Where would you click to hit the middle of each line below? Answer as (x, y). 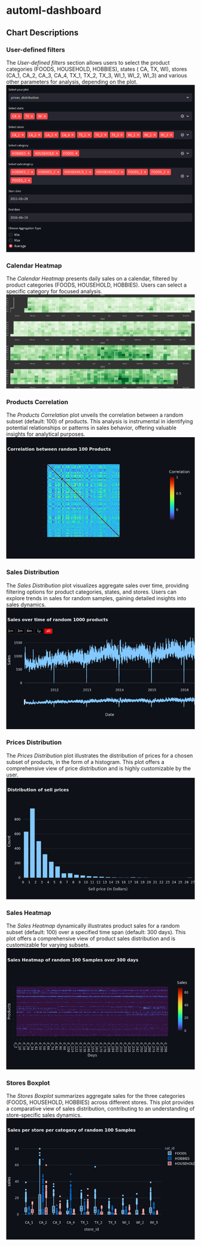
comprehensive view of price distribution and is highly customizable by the (99, 768)
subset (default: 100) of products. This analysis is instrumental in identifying (100, 422)
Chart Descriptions (42, 33)
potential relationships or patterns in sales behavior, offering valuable (91, 428)
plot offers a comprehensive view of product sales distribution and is (91, 938)
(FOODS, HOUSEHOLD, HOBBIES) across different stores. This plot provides (100, 1102)
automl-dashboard (54, 10)
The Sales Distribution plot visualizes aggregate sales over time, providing (98, 585)
